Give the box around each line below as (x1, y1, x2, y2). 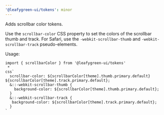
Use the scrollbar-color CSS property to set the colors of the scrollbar (5, 30, 152, 36)
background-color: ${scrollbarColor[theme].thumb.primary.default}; (14, 87, 160, 92)
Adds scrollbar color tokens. (5, 21, 63, 27)
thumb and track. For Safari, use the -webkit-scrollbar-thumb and (5, 36, 141, 42)
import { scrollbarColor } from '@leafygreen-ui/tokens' (5, 60, 126, 65)
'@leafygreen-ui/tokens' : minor (5, 7, 72, 12)
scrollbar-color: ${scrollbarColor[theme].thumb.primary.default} (9, 73, 151, 79)
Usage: (5, 51, 20, 57)
